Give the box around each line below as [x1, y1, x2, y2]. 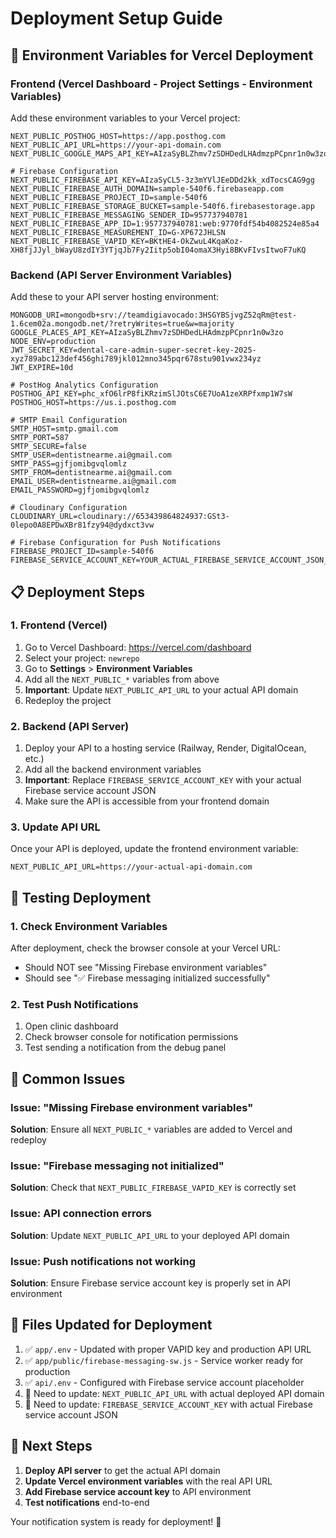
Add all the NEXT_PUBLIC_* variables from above [24, 673, 220, 685]
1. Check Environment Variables [10, 919, 168, 933]
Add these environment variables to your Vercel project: [10, 112, 241, 124]
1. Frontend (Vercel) [10, 618, 108, 632]
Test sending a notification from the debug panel [24, 1042, 227, 1054]
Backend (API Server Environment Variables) [10, 268, 233, 282]
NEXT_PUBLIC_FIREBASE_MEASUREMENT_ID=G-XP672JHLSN [10, 227, 226, 237]
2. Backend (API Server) [10, 719, 130, 733]
